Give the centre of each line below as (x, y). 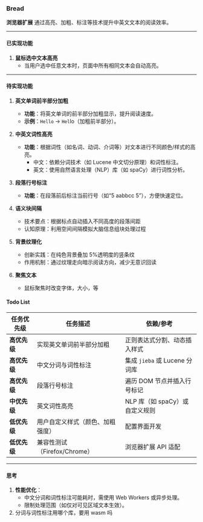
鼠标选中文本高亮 (36, 58)
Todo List (18, 302)
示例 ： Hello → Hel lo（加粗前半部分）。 (72, 121)
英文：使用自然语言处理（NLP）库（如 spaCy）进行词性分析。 (111, 169)
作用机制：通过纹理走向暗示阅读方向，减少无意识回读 (90, 262)
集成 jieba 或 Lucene (155, 360)
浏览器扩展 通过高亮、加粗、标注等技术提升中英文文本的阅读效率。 (89, 22)
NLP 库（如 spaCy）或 (157, 401)
